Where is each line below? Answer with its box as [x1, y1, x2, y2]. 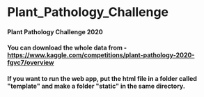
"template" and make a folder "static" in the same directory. [7, 82, 186, 90]
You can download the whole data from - [7, 43, 127, 52]
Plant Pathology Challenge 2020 [7, 27, 103, 36]
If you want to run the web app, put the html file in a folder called [7, 74, 197, 82]
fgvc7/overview [7, 59, 54, 67]
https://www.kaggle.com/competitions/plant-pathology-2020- [7, 51, 195, 59]
